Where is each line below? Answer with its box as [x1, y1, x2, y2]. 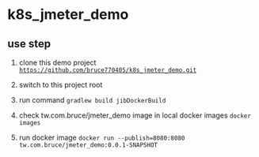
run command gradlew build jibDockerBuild [18, 95, 166, 104]
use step [7, 37, 51, 50]
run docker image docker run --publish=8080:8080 [18, 133, 185, 142]
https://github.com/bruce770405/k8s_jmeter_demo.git [18, 66, 197, 74]
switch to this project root [18, 80, 103, 89]
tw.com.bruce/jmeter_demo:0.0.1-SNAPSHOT [18, 141, 158, 149]
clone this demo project [18, 58, 97, 67]
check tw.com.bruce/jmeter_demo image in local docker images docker [18, 110, 251, 120]
